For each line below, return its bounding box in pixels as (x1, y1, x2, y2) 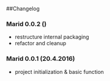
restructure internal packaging (14, 33, 89, 40)
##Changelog (6, 5, 40, 12)
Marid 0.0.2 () (6, 20, 47, 28)
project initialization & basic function (14, 68, 104, 75)
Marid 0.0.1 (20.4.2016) (6, 55, 76, 63)
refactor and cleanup (14, 40, 67, 47)
